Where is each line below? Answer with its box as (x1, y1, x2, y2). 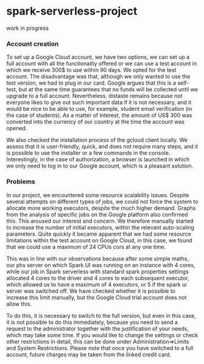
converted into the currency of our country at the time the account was (6, 118, 185, 125)
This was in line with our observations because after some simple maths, (6, 254, 189, 262)
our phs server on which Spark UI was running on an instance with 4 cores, (6, 261, 195, 268)
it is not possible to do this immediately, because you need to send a (6, 318, 178, 326)
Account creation (6, 40, 59, 48)
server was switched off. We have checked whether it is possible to (6, 287, 175, 295)
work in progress (6, 24, 49, 32)
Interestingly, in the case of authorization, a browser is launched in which (6, 156, 190, 163)
